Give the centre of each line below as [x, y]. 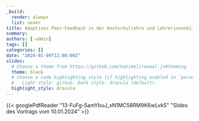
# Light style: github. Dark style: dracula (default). [85, 83]
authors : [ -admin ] [29, 39]
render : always [30, 17]
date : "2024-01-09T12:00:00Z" [44, 55]
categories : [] [25, 50]
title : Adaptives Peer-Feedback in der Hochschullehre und [81, 28]
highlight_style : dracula [44, 89]
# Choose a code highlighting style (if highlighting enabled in [94, 77]
